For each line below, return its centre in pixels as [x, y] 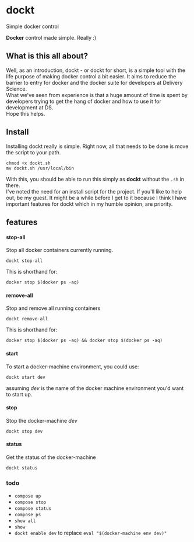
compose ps [28, 515]
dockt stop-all [24, 261]
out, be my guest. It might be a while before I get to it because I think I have [96, 198]
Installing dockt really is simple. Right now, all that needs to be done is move [97, 146]
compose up [28, 496]
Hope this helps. [26, 113]
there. [13, 185]
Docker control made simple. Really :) [51, 37]
